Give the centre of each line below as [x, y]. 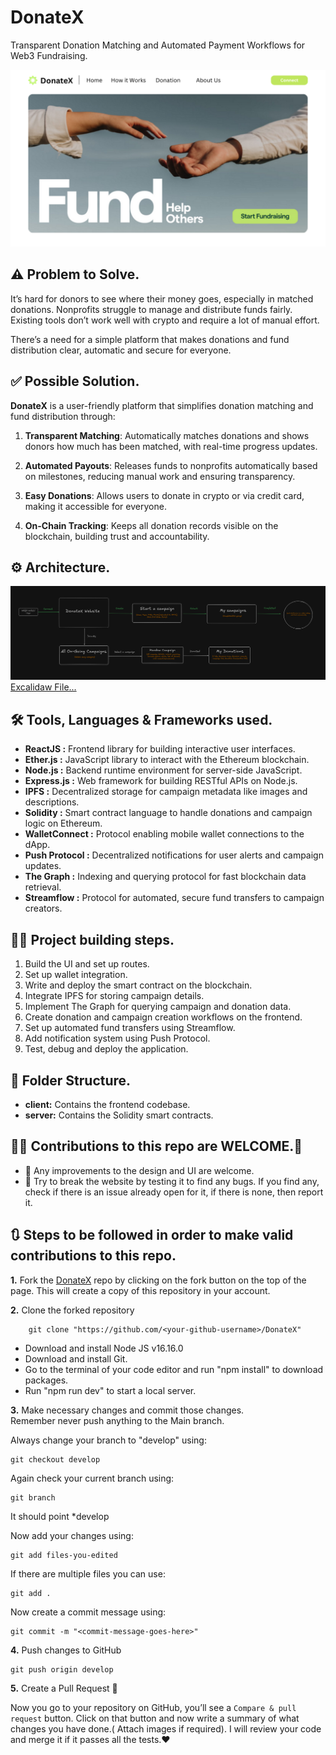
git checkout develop [55, 1459]
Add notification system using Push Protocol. [117, 1038]
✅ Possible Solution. [75, 381]
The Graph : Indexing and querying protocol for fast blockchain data [165, 877]
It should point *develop [60, 1516]
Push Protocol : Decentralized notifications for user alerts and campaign [174, 855]
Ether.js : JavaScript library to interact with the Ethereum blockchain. [167, 760]
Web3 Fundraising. [49, 55]
